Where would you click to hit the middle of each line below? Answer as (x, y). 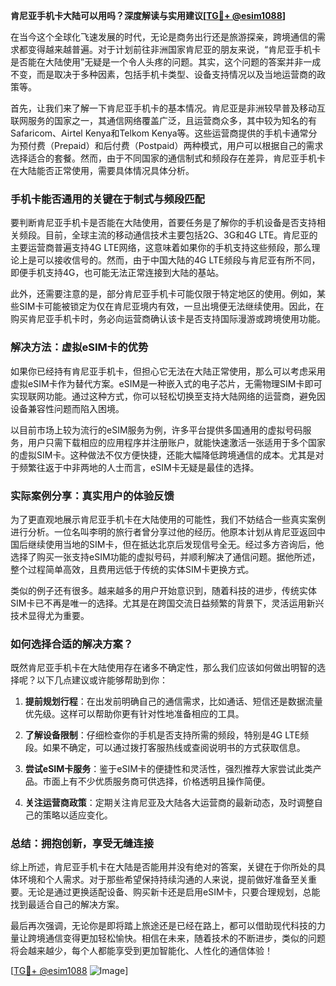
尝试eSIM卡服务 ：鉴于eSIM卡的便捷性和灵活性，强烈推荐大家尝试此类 (168, 769)
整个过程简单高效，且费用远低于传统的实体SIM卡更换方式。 (132, 569)
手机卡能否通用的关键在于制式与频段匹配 (107, 199)
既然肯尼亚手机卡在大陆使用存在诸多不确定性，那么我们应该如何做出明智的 (163, 668)
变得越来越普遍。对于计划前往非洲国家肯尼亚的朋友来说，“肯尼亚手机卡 (174, 49)
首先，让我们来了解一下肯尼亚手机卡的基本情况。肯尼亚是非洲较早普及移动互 (168, 108)
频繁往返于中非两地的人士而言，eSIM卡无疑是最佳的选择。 (139, 467)
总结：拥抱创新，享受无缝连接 (82, 844)
